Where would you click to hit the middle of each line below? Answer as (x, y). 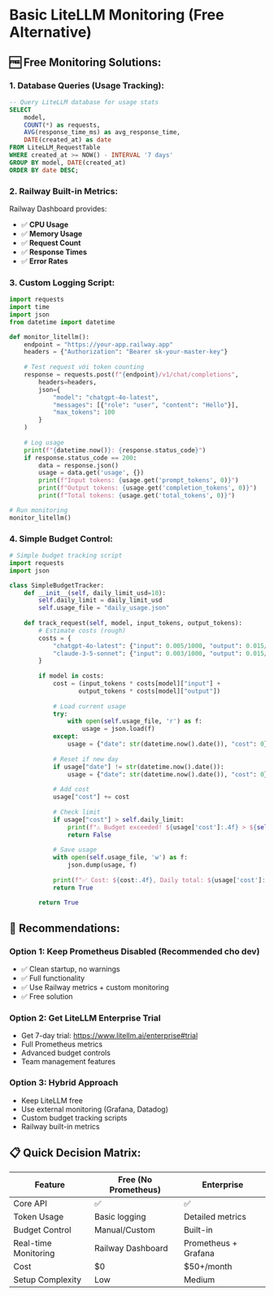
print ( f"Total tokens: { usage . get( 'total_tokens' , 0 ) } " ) (137, 496)
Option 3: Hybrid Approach (64, 1083)
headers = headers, (67, 382)
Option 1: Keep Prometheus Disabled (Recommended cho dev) (135, 951)
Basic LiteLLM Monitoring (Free (117, 15)
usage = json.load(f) (118, 729)
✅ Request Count (51, 242)
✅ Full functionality (53, 978)
